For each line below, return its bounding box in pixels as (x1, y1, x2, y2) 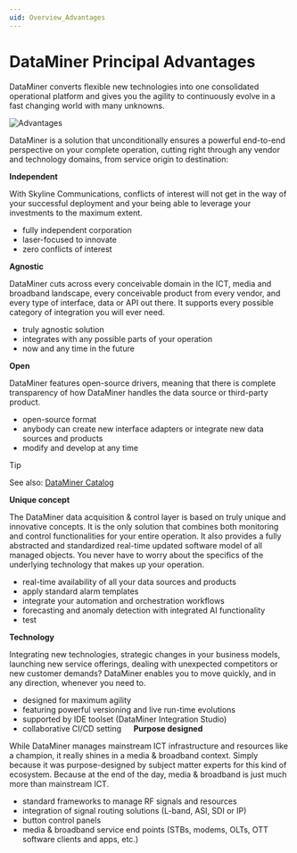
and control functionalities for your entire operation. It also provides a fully (9, 531, 282, 541)
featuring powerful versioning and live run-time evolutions (21, 704, 236, 715)
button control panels (21, 815, 102, 825)
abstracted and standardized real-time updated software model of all (9, 539, 263, 550)
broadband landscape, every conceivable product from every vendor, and (9, 288, 281, 298)
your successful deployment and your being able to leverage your (9, 197, 252, 208)
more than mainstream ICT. (9, 778, 110, 789)
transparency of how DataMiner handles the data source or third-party (9, 387, 269, 397)
